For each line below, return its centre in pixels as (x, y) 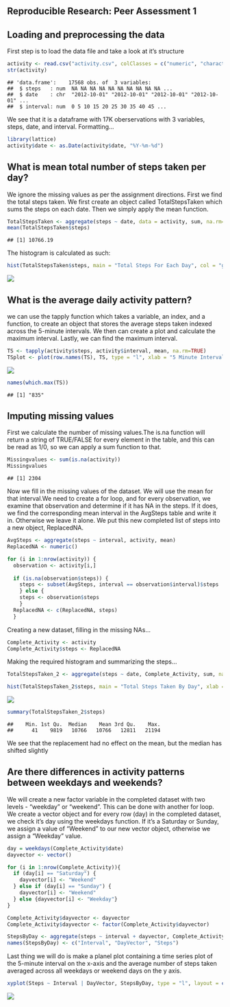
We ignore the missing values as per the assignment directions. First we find (115, 194)
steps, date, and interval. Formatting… (61, 126)
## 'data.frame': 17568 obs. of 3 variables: (79, 82)
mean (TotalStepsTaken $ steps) (49, 228)
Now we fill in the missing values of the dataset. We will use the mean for (110, 491)
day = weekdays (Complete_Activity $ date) (66, 848)
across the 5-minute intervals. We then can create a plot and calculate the (111, 331)
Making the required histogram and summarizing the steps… (92, 661)
